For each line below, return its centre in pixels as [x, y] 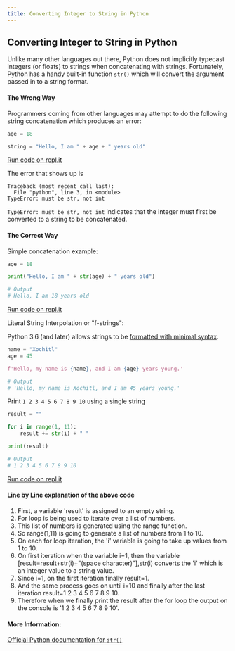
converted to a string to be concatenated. [67, 220]
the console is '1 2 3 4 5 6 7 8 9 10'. [68, 608]
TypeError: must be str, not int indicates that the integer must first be [112, 212]
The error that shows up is [46, 174]
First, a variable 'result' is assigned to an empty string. [96, 510]
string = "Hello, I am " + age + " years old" [76, 146]
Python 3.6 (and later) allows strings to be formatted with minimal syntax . [113, 337]
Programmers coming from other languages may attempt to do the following [117, 113]
